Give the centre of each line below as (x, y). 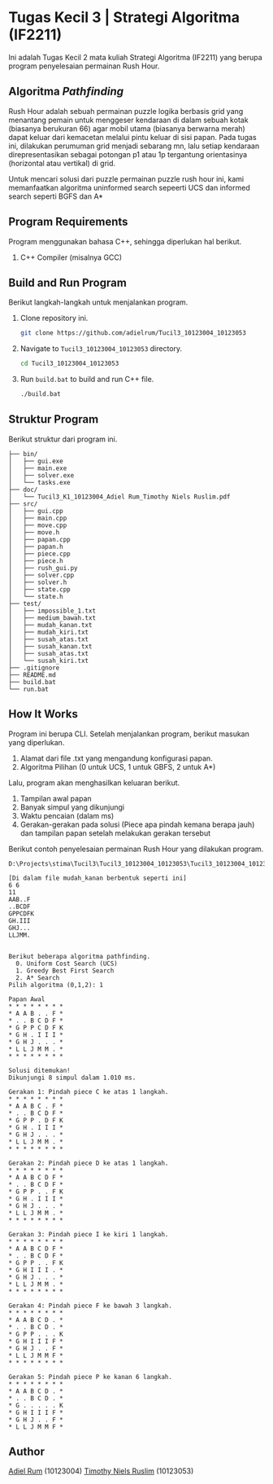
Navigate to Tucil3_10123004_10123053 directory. (101, 349)
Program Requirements (68, 222)
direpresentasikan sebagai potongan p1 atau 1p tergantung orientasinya (128, 154)
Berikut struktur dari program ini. (63, 439)
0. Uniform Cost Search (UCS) (67, 964)
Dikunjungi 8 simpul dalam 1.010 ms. (72, 1078)
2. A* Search (38, 977)
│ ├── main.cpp (38, 518)
